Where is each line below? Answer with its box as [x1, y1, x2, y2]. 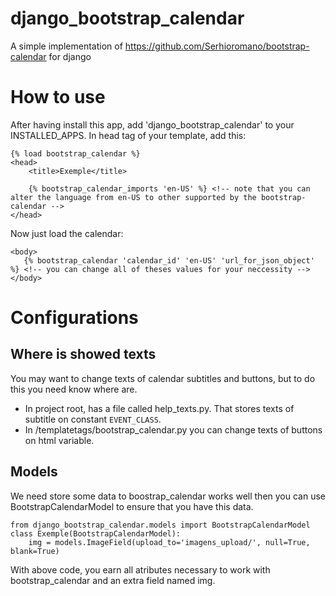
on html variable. [24, 434, 95, 446]
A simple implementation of [10, 40, 123, 52]
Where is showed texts [10, 346, 157, 363]
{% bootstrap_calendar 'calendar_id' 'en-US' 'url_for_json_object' [23, 255, 315, 266]
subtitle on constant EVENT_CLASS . [24, 413, 162, 425]
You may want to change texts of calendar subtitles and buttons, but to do [10, 372, 316, 384]
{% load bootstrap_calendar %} [10, 148, 141, 159]
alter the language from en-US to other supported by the [10, 192, 257, 202]
